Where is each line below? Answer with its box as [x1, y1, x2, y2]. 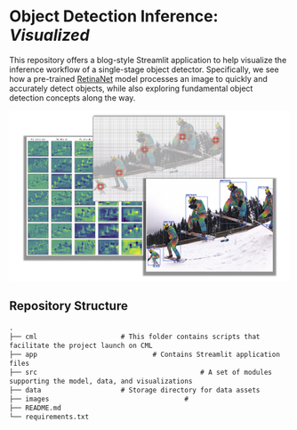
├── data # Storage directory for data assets [9, 385, 261, 394]
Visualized [9, 25, 91, 45]
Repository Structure [9, 298, 129, 313]
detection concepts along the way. [9, 92, 136, 103]
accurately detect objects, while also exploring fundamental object [9, 83, 253, 93]
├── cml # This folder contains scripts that [9, 332, 261, 341]
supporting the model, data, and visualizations [9, 377, 193, 385]
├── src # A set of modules [9, 368, 273, 377]
